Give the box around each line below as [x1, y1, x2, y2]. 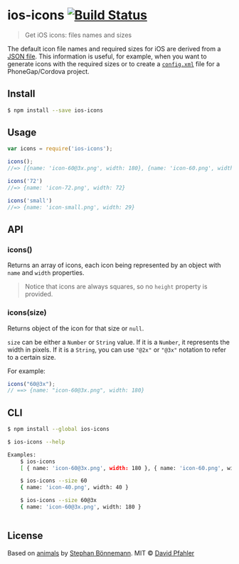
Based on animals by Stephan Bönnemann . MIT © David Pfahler [7, 548, 195, 557]
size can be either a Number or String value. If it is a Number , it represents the [7, 338, 230, 346]
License [7, 530, 43, 542]
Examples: [7, 451, 37, 459]
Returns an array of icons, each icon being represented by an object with [7, 261, 222, 270]
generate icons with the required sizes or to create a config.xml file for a [7, 59, 221, 68]
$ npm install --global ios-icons [7, 426, 110, 433]
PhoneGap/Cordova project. [7, 67, 90, 75]
